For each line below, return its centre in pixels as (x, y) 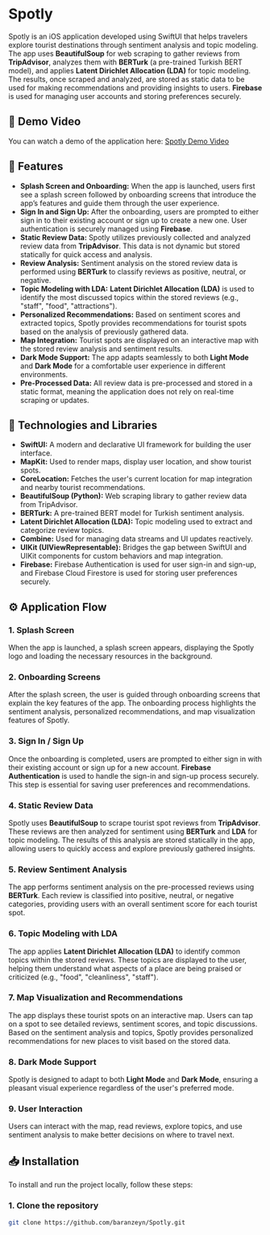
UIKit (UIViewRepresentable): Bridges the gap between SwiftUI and (133, 547)
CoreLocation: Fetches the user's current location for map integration (136, 479)
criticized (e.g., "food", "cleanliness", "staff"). (83, 977)
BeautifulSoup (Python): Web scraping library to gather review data (133, 496)
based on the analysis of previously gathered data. (104, 331)
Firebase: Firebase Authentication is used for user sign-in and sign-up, (138, 564)
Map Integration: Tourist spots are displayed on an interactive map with (139, 340)
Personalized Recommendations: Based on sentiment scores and (130, 314)
